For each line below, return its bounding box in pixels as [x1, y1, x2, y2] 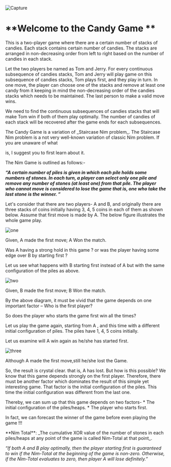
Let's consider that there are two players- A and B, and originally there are [5, 201, 161, 207]
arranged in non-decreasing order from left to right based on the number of [5, 50, 164, 56]
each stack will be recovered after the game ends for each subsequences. [5, 119, 162, 125]
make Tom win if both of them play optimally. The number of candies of [5, 113, 156, 119]
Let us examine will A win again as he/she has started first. [5, 337, 129, 344]
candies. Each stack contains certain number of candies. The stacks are [5, 45, 157, 51]
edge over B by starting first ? [5, 252, 68, 258]
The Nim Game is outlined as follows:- [5, 159, 86, 165]
